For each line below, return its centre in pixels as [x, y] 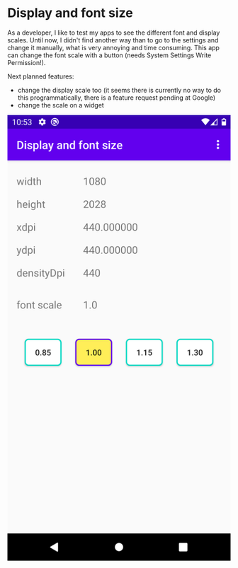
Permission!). [27, 62]
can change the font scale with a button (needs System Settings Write [109, 55]
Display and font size [70, 13]
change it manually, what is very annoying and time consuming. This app [113, 47]
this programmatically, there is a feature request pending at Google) [117, 98]
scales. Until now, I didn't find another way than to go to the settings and [113, 40]
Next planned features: [41, 76]
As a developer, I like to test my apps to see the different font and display [114, 33]
